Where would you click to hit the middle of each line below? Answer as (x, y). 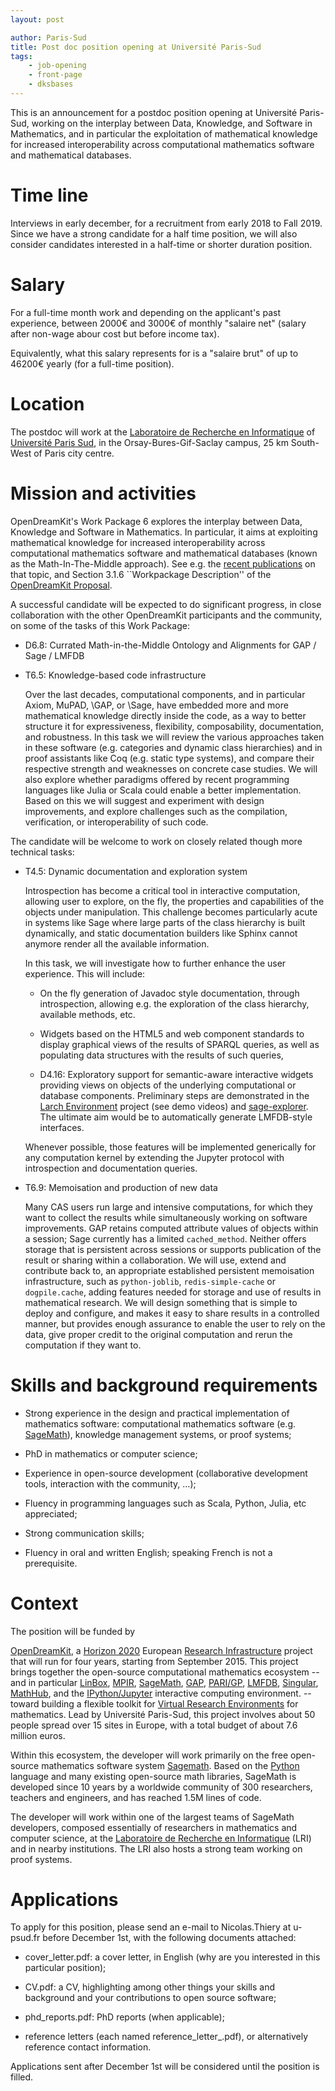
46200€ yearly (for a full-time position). (92, 363)
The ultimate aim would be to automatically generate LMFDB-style (176, 1117)
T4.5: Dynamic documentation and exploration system (136, 871)
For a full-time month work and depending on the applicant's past (145, 312)
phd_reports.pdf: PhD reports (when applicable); (124, 2017)
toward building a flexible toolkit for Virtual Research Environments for (154, 1703)
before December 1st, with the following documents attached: (169, 1938)
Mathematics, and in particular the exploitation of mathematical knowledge (164, 133)
